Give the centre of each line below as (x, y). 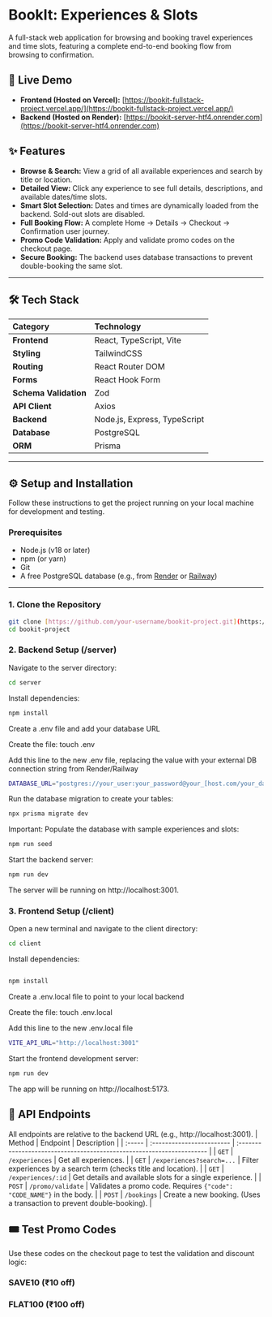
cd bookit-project (39, 629)
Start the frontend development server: (74, 1058)
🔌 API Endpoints (50, 1114)
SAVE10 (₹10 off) (42, 1283)
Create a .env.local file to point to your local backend (96, 997)
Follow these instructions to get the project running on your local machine (131, 503)
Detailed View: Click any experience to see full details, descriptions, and (141, 188)
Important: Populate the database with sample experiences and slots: (124, 829)
